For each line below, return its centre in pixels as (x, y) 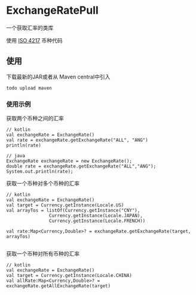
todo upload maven (29, 88)
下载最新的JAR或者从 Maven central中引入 (58, 77)
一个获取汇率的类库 (30, 28)
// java (16, 156)
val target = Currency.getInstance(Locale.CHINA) (69, 276)
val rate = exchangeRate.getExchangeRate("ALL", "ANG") (77, 140)
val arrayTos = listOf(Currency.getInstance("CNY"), (73, 211)
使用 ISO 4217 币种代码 (34, 40)
